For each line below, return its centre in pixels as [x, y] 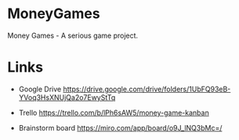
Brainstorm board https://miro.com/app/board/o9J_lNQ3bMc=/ [120, 127]
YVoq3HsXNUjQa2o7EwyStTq [67, 97]
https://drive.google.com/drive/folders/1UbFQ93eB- [147, 89]
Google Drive [40, 89]
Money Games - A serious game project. [73, 35]
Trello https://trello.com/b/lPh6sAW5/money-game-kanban [114, 112]
